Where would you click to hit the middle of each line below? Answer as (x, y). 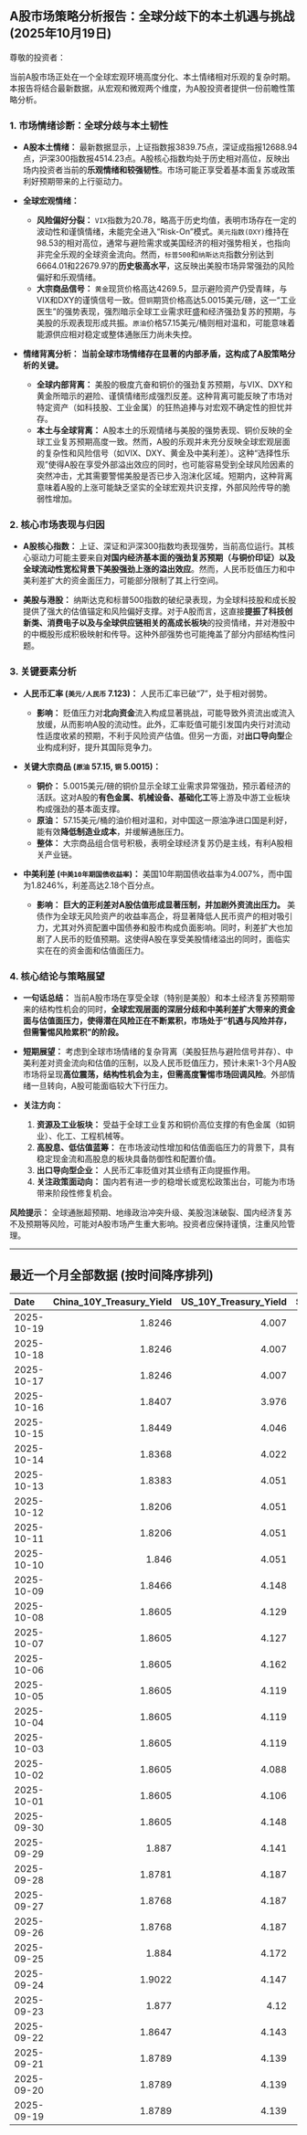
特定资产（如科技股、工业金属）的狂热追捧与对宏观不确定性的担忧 (160, 407)
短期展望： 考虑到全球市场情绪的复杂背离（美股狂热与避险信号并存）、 (154, 1052)
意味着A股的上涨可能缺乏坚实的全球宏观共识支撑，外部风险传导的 (159, 488)
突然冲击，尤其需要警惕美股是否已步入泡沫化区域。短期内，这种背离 (164, 476)
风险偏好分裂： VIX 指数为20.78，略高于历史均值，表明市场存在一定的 (166, 220)
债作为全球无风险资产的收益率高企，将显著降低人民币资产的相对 (156, 915)
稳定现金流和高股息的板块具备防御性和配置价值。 (128, 1159)
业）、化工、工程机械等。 (83, 1136)
